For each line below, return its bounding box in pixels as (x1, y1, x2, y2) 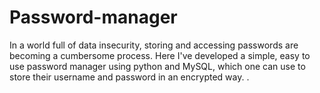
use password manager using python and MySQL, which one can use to (9, 60, 306, 72)
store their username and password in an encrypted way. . (9, 71, 250, 83)
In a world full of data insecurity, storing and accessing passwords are (9, 39, 299, 51)
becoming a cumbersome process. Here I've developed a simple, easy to (9, 49, 311, 61)
